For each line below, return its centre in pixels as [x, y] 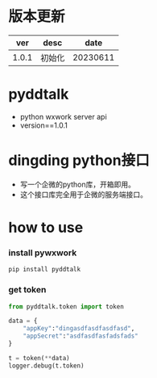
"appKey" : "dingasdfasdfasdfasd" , [79, 329]
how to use [46, 228]
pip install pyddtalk [45, 270]
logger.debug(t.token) [46, 365]
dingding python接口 [79, 160]
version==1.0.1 [44, 125]
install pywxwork [43, 253]
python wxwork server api [63, 116]
